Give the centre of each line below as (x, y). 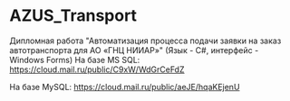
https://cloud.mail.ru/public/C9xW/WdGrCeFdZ (97, 69)
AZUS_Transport (73, 16)
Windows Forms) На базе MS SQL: (75, 60)
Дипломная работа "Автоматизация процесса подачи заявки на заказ (145, 41)
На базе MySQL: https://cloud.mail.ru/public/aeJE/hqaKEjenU (125, 87)
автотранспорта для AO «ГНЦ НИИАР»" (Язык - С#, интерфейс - (134, 50)
